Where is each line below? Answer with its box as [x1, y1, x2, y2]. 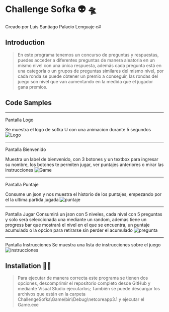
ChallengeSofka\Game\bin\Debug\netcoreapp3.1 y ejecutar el [17, 296, 144, 302]
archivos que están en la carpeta [17, 291, 86, 297]
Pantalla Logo [5, 117, 34, 123]
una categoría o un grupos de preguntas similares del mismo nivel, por [17, 68, 164, 74]
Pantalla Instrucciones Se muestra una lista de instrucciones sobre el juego [5, 241, 161, 247]
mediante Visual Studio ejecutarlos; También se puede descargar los [17, 286, 160, 292]
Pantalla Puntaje [5, 181, 39, 187]
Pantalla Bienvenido [5, 146, 46, 152]
